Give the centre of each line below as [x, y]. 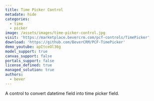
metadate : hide [21, 14]
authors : [14, 75]
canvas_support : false [29, 56]
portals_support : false [30, 61]
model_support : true [27, 51]
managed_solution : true [30, 70]
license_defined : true [29, 65]
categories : [17, 19]
